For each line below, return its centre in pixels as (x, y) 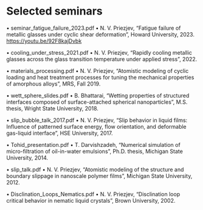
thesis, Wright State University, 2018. (53, 108)
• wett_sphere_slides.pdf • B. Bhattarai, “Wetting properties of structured (98, 95)
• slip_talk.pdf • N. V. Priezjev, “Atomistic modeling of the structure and (95, 169)
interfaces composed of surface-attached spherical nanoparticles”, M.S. (97, 102)
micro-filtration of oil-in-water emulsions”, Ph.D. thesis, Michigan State (95, 151)
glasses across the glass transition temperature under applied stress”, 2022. (102, 59)
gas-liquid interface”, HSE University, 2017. (60, 133)
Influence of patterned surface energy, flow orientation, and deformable (96, 126)
